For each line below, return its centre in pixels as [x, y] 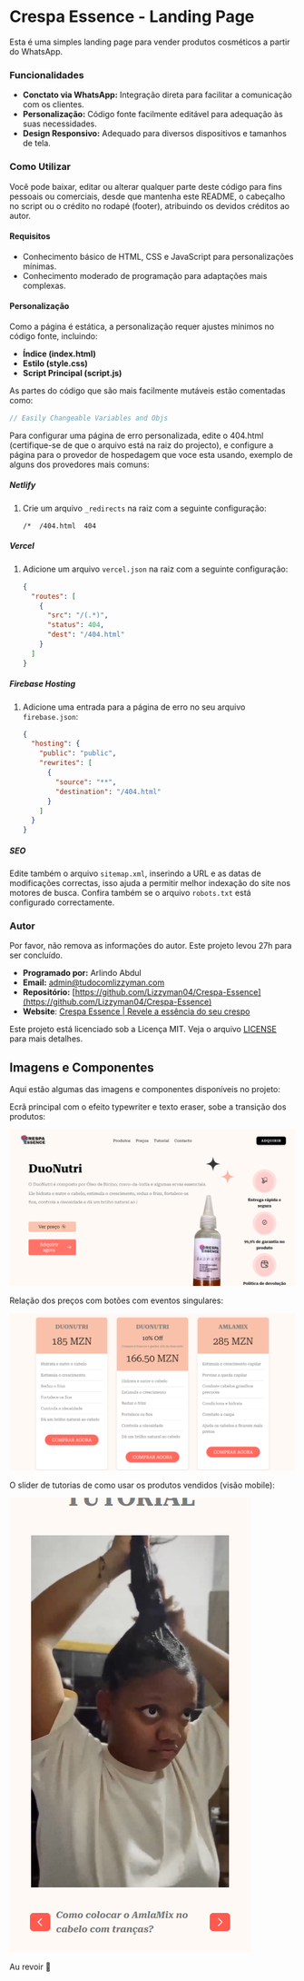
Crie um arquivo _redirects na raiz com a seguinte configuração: [144, 508]
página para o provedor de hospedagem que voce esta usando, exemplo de [151, 454]
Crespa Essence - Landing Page [132, 17]
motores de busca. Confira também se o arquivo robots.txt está [130, 893]
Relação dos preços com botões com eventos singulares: [117, 1300]
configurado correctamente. [62, 902]
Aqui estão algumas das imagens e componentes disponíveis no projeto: [145, 1090]
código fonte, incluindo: [54, 336]
